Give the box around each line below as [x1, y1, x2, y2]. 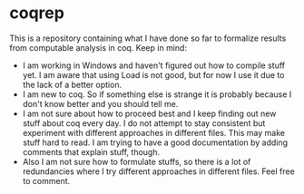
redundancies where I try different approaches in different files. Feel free [22, 166, 295, 177]
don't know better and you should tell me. [22, 98, 179, 109]
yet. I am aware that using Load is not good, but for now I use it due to [22, 69, 285, 80]
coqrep [9, 3, 65, 24]
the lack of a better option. [22, 79, 123, 90]
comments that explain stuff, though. [22, 146, 161, 157]
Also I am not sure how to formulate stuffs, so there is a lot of [22, 156, 251, 167]
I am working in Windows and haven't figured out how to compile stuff [22, 60, 286, 71]
